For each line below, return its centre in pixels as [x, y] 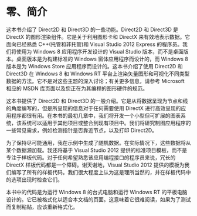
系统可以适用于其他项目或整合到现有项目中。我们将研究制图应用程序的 [106, 123]
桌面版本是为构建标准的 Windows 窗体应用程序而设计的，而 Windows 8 [102, 59]
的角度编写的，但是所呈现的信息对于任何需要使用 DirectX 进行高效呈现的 [94, 108]
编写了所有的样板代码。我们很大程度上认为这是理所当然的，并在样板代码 [98, 172]
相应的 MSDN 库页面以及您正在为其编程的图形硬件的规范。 [77, 88]
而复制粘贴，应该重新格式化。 [42, 207]
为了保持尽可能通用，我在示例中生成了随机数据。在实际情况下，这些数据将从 [98, 142]
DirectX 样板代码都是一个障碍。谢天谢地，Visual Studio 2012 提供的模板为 [95, 165]
